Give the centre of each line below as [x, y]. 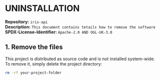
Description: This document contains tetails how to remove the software [80, 27]
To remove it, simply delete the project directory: [54, 64]
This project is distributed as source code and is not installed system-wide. [80, 59]
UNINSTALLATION [42, 8]
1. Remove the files [34, 47]
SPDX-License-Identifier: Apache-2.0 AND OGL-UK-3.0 [59, 32]
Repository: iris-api [26, 22]
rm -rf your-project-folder [33, 73]
